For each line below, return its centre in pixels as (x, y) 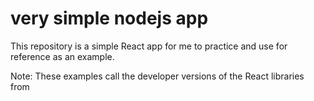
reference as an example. (62, 56)
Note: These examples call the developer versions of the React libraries (157, 76)
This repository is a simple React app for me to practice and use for (149, 46)
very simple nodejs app (109, 18)
